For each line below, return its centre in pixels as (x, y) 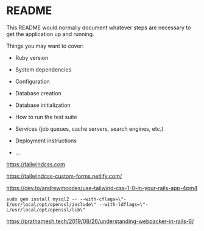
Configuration (32, 81)
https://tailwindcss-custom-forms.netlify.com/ (64, 176)
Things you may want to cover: (45, 46)
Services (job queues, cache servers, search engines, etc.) (89, 128)
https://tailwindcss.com (36, 164)
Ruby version (32, 57)
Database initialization (43, 105)
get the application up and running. (50, 34)
